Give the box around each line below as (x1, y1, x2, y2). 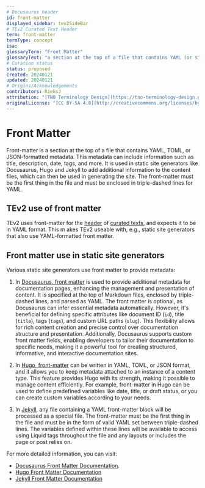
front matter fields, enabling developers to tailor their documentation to (15, 337, 194, 344)
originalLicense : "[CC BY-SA (6, 100, 81, 106)
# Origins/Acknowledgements (6, 83, 78, 89)
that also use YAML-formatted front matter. (6, 232, 115, 240)
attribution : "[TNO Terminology (6, 94, 88, 100)
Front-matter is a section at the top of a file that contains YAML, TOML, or (6, 146, 191, 153)
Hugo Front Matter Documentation (15, 468, 102, 476)
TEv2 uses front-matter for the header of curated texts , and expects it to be (6, 220, 196, 227)
